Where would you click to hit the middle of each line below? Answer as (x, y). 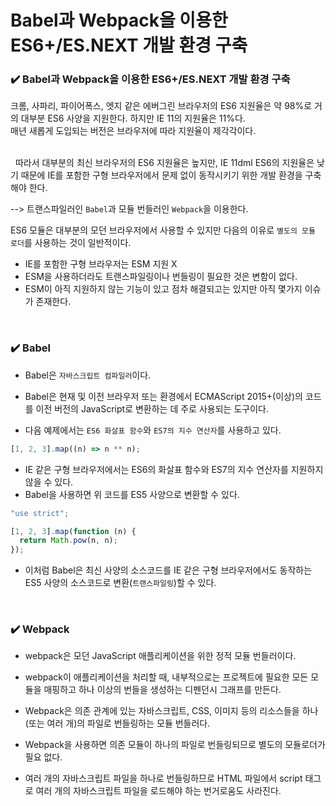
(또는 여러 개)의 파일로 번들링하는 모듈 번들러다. (117, 723)
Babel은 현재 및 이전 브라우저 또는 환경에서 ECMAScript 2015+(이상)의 (163, 396)
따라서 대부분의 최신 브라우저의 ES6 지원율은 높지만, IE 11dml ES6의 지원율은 (164, 163)
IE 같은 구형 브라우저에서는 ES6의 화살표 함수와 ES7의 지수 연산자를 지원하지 (174, 469)
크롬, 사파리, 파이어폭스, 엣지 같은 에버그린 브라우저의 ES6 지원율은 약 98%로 (161, 106)
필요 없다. (43, 757)
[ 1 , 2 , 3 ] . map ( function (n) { (73, 531)
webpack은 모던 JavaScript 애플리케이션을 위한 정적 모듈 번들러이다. (160, 656)
